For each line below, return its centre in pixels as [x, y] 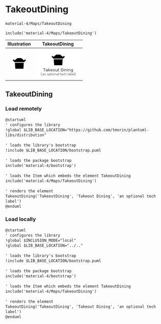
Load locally [21, 219]
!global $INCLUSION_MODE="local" [41, 240]
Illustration [19, 44]
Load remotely [24, 109]
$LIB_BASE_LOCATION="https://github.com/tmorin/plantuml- [86, 130]
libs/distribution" [26, 135]
